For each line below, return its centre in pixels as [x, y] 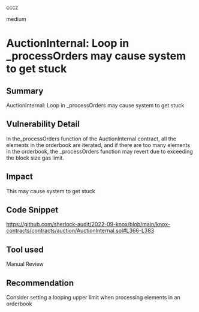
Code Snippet [32, 210]
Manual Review [25, 264]
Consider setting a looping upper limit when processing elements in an [94, 298]
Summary [25, 91]
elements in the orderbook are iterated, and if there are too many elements [98, 145]
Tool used [25, 249]
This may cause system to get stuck [51, 191]
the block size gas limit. [35, 158]
